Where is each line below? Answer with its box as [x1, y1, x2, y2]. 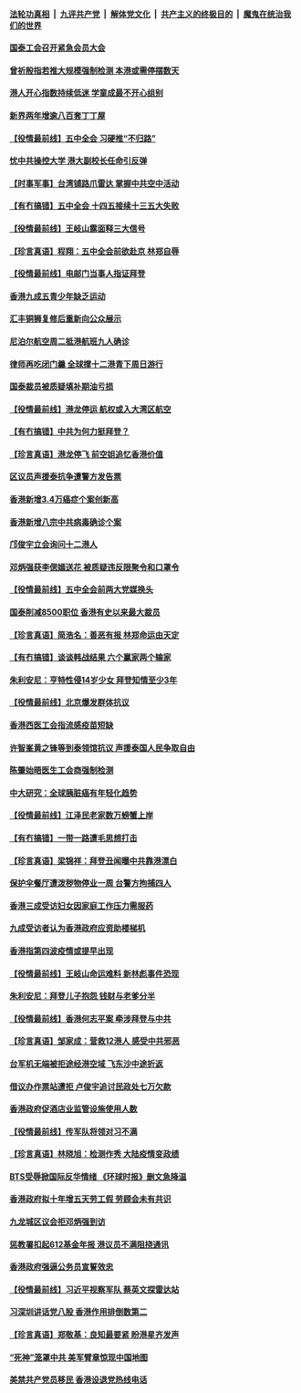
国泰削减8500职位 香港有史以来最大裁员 [9, 607, 161, 618]
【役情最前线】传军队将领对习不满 [9, 1126, 138, 1137]
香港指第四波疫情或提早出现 [9, 945, 114, 956]
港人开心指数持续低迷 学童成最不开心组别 [9, 88, 164, 99]
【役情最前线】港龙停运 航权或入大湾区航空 [9, 403, 171, 414]
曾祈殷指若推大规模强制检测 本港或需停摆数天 [9, 65, 180, 76]
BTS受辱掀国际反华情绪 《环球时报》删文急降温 [9, 1170, 187, 1181]
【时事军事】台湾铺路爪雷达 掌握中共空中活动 [9, 178, 180, 189]
